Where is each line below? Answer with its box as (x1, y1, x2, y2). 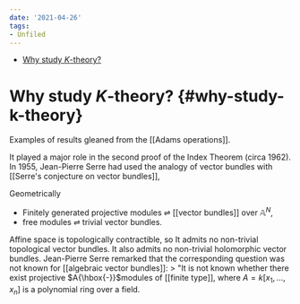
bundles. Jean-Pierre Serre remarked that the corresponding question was (9, 253, 285, 264)
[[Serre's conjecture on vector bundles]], (9, 171, 160, 182)
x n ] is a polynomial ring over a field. (9, 283, 141, 297)
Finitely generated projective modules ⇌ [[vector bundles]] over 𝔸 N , (21, 205, 273, 218)
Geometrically (9, 188, 61, 199)
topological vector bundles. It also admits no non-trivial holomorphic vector (9, 243, 287, 254)
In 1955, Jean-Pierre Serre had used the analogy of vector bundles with (9, 161, 273, 172)
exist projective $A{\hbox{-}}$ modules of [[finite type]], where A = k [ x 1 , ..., (9, 272, 287, 285)
